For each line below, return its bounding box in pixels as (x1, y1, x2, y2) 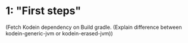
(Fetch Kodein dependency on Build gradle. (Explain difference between (5, 24, 182, 31)
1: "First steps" (5, 4, 82, 18)
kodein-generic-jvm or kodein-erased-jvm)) (5, 29, 114, 37)
